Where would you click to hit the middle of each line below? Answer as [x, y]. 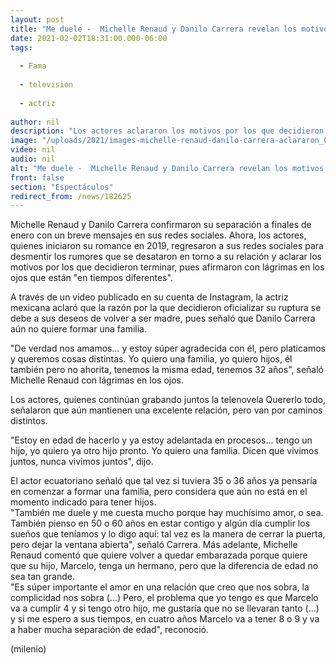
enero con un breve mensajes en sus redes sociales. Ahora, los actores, [158, 235]
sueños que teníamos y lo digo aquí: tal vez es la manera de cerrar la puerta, [168, 534]
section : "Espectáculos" [62, 187]
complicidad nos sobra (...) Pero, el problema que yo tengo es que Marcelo [164, 598]
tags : [21, 47]
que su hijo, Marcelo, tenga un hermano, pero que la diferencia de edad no [164, 566]
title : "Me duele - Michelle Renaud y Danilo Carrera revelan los [154, 29]
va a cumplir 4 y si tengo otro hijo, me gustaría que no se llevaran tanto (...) [165, 608]
